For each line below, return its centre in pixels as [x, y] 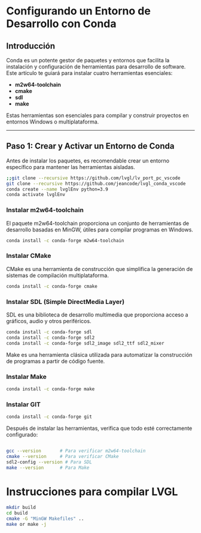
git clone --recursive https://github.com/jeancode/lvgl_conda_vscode [96, 183]
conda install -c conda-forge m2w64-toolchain [65, 240]
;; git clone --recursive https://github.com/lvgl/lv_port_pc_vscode [93, 178]
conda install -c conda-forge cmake [52, 286]
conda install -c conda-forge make [51, 389]
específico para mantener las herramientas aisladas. [71, 167]
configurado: [22, 434]
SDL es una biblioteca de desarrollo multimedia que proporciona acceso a [97, 314]
